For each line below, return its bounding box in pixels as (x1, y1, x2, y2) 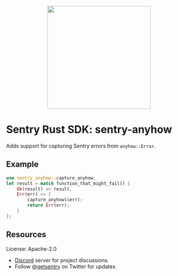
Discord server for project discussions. (14, 257, 109, 264)
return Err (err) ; (27, 202, 70, 208)
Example (6, 159, 39, 169)
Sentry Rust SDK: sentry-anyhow (6, 123, 172, 137)
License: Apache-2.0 (6, 245, 57, 252)
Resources (6, 230, 47, 240)
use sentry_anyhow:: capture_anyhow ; (6, 175, 96, 181)
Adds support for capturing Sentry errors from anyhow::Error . (6, 142, 156, 149)
